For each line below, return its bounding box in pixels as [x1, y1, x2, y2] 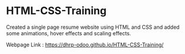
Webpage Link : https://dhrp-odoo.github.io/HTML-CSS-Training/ [6, 41, 164, 48]
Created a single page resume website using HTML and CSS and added [6, 23, 180, 31]
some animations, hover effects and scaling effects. [6, 29, 131, 36]
